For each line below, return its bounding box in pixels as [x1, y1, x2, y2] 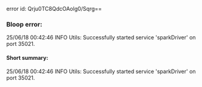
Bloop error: [6, 20, 42, 28]
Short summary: [6, 54, 49, 61]
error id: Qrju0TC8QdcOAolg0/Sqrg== [6, 5, 102, 12]
